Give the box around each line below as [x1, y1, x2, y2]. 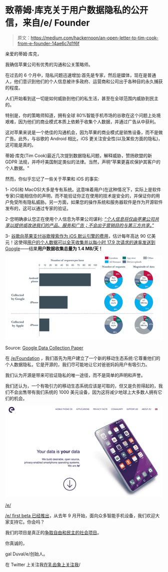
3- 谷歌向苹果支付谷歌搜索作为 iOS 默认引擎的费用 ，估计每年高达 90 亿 [5, 233, 151, 239]
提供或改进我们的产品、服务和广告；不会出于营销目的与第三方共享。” [13, 222, 154, 228]
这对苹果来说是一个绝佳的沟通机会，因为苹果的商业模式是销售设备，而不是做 [5, 129, 163, 135]
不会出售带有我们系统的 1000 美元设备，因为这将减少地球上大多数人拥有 [9, 389, 158, 395]
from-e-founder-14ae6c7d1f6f [17, 40, 80, 46]
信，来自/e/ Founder [5, 17, 90, 29]
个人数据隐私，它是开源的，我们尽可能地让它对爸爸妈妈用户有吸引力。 [5, 361, 150, 367]
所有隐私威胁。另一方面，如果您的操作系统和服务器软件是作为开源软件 [18, 199, 163, 205]
